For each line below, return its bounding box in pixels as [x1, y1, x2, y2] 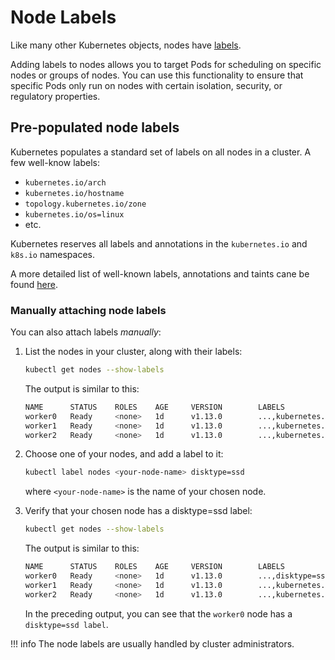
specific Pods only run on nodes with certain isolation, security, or [10, 79, 283, 91]
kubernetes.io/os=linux [24, 209, 125, 220]
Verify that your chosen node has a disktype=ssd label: [24, 505, 253, 517]
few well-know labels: [10, 156, 100, 168]
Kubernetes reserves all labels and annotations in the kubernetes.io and [10, 237, 308, 250]
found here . [10, 278, 58, 290]
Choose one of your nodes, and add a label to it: [24, 448, 224, 460]
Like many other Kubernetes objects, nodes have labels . [10, 39, 242, 51]
